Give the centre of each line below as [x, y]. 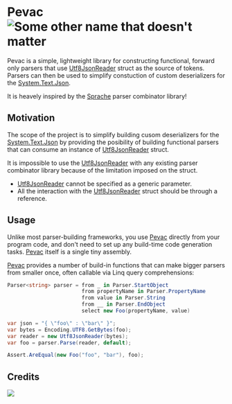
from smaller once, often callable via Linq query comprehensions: [101, 272]
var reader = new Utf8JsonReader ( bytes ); [68, 336]
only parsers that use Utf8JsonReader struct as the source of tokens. [106, 68]
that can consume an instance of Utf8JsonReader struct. [88, 149]
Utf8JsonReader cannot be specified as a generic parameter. [105, 184]
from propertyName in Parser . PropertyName [144, 292]
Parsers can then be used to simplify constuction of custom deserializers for [116, 75]
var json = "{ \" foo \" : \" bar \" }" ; [62, 323]
